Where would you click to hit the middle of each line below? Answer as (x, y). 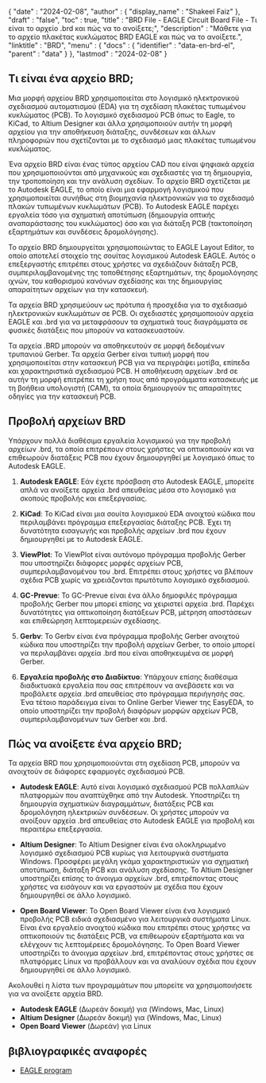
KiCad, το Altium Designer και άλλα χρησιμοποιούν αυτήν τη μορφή (120, 123)
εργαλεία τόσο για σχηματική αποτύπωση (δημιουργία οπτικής (112, 215)
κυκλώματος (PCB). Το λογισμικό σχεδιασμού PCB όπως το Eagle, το (122, 115)
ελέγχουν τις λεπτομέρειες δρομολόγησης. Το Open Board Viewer (130, 945)
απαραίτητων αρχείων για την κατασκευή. (79, 289)
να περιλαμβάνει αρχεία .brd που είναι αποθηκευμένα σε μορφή (127, 653)
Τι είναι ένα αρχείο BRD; (71, 79)
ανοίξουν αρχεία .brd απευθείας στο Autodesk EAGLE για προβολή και (137, 821)
